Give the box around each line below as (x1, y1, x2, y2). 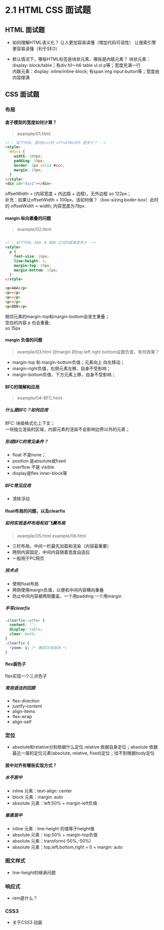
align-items (12, 708, 35, 714)
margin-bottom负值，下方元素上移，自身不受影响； (12, 372, 116, 378)
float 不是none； (12, 452, 46, 458)
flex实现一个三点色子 (5, 673, 48, 679)
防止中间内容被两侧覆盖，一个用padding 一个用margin (12, 593, 122, 599)
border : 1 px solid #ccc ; (14, 163, 65, 168)
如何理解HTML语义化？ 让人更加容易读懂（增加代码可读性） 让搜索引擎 (12, 40, 156, 45)
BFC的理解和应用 (5, 384, 40, 390)
